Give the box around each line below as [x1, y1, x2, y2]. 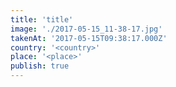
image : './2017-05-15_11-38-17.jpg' [10, 24, 163, 34]
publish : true [10, 61, 70, 71]
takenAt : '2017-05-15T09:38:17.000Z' [10, 33, 168, 43]
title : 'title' [10, 14, 74, 25]
